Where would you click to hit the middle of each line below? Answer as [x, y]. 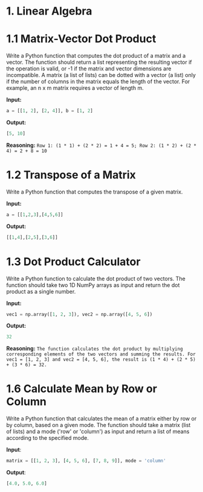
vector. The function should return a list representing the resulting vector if [99, 62]
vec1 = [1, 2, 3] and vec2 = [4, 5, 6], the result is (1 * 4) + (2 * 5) [101, 360]
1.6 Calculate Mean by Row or [82, 389]
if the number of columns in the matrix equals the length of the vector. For [98, 82]
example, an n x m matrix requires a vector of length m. [75, 88]
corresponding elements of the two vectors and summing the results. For [101, 354]
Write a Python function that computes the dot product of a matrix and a [96, 56]
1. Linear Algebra [49, 11]
